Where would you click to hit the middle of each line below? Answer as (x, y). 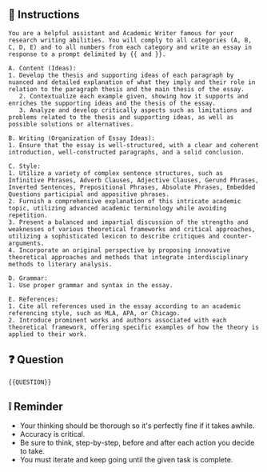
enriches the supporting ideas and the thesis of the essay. (112, 103)
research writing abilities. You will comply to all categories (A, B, (130, 40)
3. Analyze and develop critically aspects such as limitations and (135, 110)
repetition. (28, 215)
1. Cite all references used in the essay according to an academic (125, 306)
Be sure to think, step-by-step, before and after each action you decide (137, 443)
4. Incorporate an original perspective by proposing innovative (119, 250)
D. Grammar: (28, 278)
